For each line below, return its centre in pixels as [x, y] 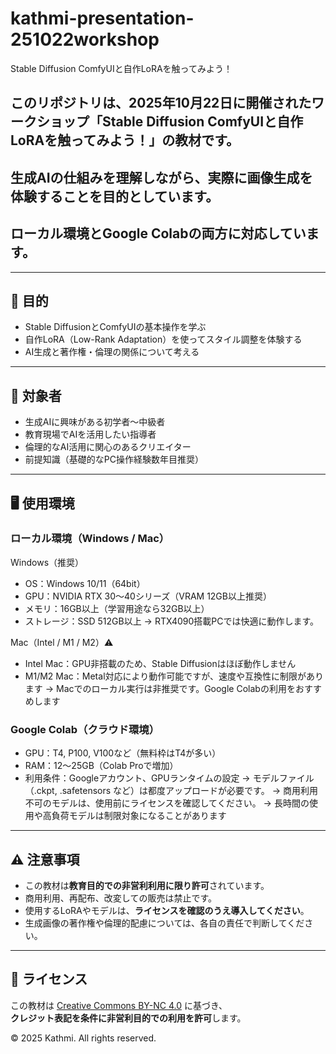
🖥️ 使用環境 [42, 503]
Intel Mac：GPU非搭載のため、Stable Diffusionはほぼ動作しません [160, 663]
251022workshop [85, 39]
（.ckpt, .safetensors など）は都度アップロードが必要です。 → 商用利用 [171, 791]
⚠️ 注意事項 [45, 859]
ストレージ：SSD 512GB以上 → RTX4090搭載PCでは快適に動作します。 [172, 621]
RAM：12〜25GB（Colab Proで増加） [101, 766]
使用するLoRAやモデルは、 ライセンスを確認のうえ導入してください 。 [167, 910]
